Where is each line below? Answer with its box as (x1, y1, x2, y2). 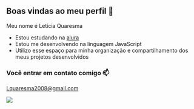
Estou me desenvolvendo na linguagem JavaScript (15, 40, 142, 47)
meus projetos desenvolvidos (15, 53, 89, 61)
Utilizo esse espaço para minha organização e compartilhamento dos (15, 47, 189, 54)
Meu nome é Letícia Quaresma (6, 22, 83, 29)
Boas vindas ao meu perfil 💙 (6, 6, 114, 16)
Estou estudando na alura (15, 34, 79, 41)
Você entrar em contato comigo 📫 (6, 68, 110, 77)
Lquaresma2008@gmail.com (6, 85, 79, 92)
